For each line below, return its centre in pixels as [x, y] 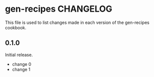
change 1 [21, 69]
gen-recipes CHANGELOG [59, 9]
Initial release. [19, 55]
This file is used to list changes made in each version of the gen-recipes [77, 22]
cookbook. [16, 27]
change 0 [22, 64]
